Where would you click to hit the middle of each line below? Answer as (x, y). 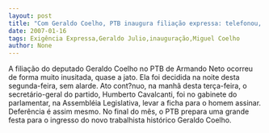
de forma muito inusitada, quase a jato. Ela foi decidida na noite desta (124, 77)
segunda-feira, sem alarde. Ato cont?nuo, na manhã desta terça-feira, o (128, 86)
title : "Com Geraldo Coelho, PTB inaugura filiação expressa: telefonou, (135, 23)
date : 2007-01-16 (38, 31)
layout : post (30, 16)
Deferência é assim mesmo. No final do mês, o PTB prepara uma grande (129, 112)
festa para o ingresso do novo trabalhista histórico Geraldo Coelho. (120, 120)
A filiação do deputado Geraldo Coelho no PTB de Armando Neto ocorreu (130, 69)
